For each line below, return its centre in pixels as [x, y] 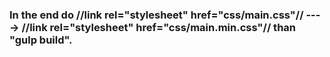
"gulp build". [41, 40]
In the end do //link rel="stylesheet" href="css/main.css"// [156, 15]
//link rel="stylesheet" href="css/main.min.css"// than [158, 27]
